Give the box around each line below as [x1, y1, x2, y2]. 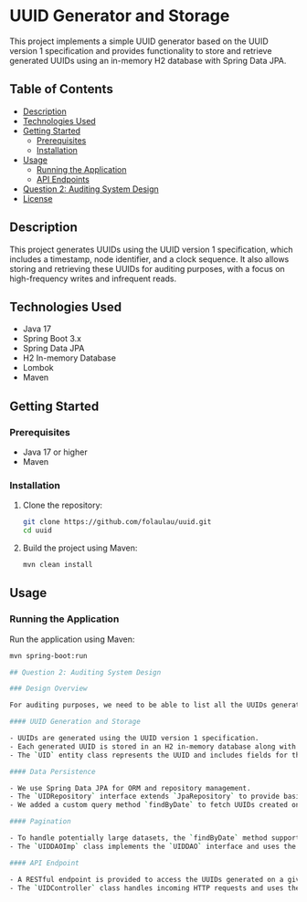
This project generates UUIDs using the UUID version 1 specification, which [9, 244, 293, 255]
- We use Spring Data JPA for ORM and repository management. [9, 783, 251, 792]
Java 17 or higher [22, 446, 89, 457]
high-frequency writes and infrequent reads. [9, 273, 177, 284]
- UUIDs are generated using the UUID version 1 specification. [9, 734, 259, 743]
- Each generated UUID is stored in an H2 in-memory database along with [9, 741, 297, 751]
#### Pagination [9, 817, 71, 826]
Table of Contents [9, 81, 114, 97]
